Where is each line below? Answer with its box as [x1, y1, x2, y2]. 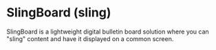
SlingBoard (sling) [6, 5, 111, 21]
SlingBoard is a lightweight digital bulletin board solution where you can [6, 27, 209, 36]
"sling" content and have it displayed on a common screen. [6, 34, 174, 42]
